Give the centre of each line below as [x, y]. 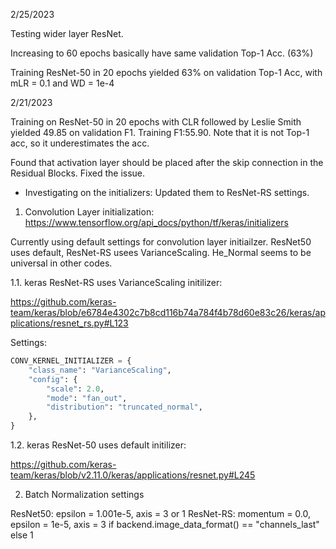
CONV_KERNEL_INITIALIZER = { [71, 361]
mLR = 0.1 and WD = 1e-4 [62, 83]
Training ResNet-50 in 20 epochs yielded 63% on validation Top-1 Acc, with [166, 72]
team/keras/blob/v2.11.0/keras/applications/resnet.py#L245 [133, 475]
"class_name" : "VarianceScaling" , [100, 370]
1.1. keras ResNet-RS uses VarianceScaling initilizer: [116, 282]
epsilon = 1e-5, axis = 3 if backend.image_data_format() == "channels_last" [165, 524]
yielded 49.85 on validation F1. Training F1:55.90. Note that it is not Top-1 [160, 132]
